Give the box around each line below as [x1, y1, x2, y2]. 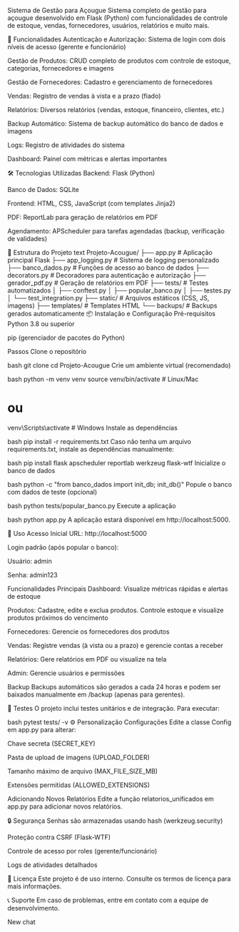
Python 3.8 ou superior [7, 320, 75, 328]
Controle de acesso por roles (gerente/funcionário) [7, 846, 158, 855]
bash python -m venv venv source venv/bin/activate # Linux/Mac [7, 375, 199, 383]
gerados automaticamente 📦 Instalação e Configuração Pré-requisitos [7, 310, 216, 318]
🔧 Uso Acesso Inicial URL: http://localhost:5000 [7, 529, 148, 537]
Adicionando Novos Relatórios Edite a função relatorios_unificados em [7, 794, 214, 803]
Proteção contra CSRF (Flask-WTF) [7, 833, 111, 841]
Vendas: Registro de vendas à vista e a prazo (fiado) [7, 92, 161, 100]
